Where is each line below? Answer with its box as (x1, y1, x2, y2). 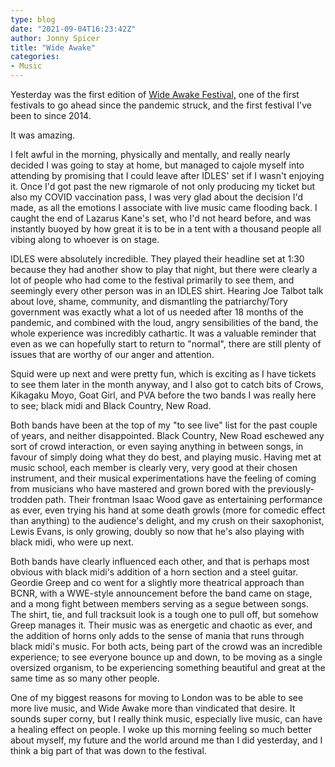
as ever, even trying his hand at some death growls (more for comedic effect (10, 504, 326, 516)
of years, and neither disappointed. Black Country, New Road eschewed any (10, 430, 325, 441)
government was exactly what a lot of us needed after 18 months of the (10, 306, 304, 318)
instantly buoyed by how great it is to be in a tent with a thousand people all (10, 223, 322, 235)
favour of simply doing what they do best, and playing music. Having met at (10, 451, 322, 463)
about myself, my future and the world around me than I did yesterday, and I (10, 734, 323, 746)
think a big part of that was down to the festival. (10, 745, 207, 756)
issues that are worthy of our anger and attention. (10, 349, 215, 360)
